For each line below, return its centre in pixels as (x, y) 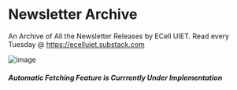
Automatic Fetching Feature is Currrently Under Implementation (115, 77)
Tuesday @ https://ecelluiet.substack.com (76, 44)
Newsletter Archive (73, 14)
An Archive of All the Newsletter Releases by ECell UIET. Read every (119, 36)
